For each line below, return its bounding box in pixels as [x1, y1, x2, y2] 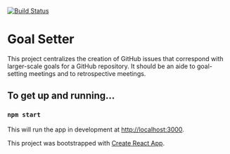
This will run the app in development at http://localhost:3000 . [7, 125, 184, 134]
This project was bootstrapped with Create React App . [7, 139, 165, 147]
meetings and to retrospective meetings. [28, 69, 146, 77]
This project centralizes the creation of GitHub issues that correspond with [7, 54, 224, 63]
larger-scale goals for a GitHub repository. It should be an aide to [7, 62, 196, 70]
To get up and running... [7, 90, 115, 102]
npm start [7, 111, 41, 119]
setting [7, 69, 27, 77]
